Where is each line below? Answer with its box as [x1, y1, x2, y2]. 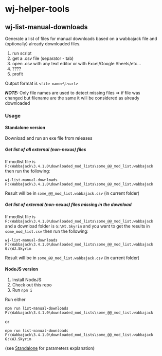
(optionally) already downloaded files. [5, 41, 81, 47]
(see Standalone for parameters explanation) [5, 345, 95, 351]
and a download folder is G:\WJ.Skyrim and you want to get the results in [5, 223, 150, 229]
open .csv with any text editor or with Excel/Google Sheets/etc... [12, 61, 141, 66]
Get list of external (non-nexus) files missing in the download [5, 201, 132, 207]
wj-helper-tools [5, 3, 70, 15]
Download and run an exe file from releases [5, 135, 92, 141]
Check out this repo [12, 282, 52, 288]
